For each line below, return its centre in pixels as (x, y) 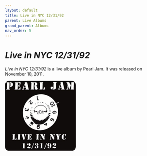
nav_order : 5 (18, 31)
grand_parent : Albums (27, 26)
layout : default (21, 10)
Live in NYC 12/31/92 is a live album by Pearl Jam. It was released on (74, 69)
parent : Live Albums (26, 20)
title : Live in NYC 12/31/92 (34, 15)
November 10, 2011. (24, 74)
